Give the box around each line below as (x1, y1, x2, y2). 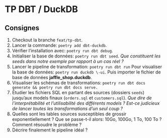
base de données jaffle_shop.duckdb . (12, 75, 92, 80)
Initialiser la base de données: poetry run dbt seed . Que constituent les (12, 53, 161, 59)
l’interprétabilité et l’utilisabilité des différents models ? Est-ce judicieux (12, 100, 160, 106)
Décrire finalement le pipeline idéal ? (12, 127, 88, 133)
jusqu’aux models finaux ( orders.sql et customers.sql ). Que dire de (12, 95, 152, 101)
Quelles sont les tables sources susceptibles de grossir (12, 111, 127, 117)
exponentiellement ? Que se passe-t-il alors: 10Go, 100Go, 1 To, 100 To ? (12, 116, 162, 122)
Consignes (5, 24, 40, 32)
